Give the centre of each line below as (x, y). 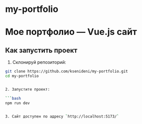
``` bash (13, 98)
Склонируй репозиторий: (39, 62)
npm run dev (17, 103)
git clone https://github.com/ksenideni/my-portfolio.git (67, 71)
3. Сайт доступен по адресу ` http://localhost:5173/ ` (62, 116)
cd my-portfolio (22, 76)
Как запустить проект (41, 50)
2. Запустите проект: (28, 89)
